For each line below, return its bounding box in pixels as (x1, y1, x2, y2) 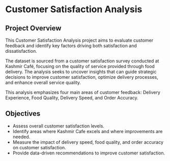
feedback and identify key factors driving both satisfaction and (5, 43, 137, 49)
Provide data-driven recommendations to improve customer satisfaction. (12, 150, 165, 156)
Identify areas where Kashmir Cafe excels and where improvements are (12, 128, 163, 134)
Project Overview (5, 24, 62, 33)
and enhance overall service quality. (5, 80, 81, 85)
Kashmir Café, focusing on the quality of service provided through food (5, 63, 155, 69)
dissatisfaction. (5, 48, 37, 54)
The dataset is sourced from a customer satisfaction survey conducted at (5, 58, 159, 64)
